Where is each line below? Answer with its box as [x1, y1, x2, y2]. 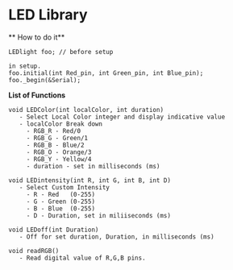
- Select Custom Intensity [19, 183, 110, 191]
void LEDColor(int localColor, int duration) [8, 106, 164, 114]
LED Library [8, 6, 88, 24]
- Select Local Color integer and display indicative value [19, 113, 226, 121]
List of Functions [8, 90, 66, 100]
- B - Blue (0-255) [26, 204, 95, 213]
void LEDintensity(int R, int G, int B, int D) [8, 176, 172, 185]
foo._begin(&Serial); [8, 76, 81, 84]
